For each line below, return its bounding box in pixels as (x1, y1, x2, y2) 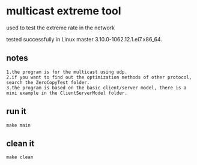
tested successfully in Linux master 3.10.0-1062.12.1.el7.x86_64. (6, 35, 162, 43)
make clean (6, 154, 34, 160)
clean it (6, 138, 35, 148)
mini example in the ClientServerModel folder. (6, 90, 128, 96)
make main (6, 122, 31, 128)
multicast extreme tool (6, 4, 121, 18)
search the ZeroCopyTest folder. (6, 79, 90, 85)
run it (6, 106, 27, 116)
